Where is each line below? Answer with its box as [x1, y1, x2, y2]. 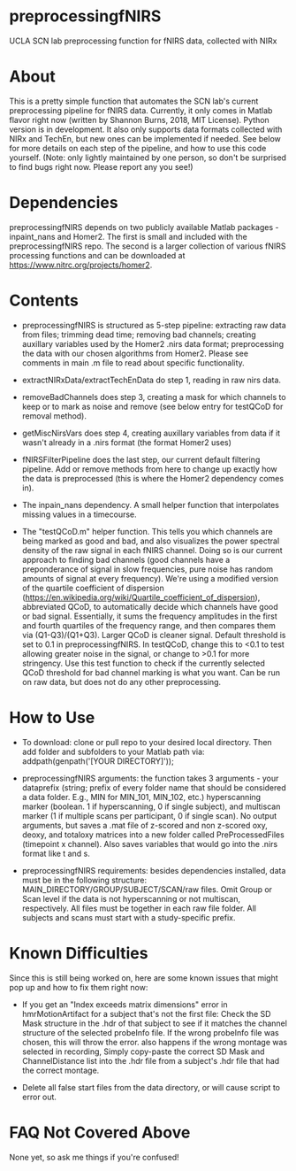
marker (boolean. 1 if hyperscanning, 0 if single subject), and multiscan [21, 801, 281, 812]
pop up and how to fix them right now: [9, 982, 148, 992]
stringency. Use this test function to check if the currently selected [21, 658, 265, 668]
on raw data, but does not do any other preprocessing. [21, 676, 222, 687]
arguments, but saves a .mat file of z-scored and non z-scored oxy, [21, 820, 268, 830]
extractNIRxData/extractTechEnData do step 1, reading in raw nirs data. [21, 374, 281, 385]
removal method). [21, 410, 87, 421]
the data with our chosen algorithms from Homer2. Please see [21, 348, 249, 358]
